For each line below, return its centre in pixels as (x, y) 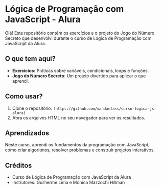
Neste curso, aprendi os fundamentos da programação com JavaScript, (77, 145)
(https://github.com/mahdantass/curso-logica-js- (105, 109)
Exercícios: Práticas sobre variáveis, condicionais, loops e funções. (80, 71)
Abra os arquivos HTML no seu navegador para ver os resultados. (79, 118)
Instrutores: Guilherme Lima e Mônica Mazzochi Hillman (69, 183)
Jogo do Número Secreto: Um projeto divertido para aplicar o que (79, 76)
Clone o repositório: (32, 108)
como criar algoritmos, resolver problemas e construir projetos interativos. (80, 150)
